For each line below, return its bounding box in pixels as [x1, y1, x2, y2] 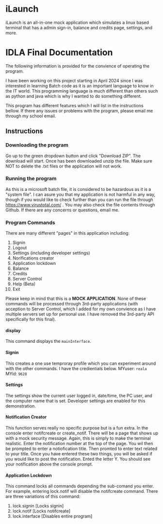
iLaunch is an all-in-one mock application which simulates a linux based [5, 19, 149, 25]
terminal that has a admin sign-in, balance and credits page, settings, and [5, 24, 152, 30]
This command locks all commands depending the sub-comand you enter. [5, 483, 154, 489]
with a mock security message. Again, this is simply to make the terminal [5, 435, 151, 441]
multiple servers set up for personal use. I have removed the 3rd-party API [5, 311, 154, 317]
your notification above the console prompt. [5, 461, 93, 467]
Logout [12, 245, 27, 251]
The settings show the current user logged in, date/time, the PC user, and [5, 393, 152, 398]
